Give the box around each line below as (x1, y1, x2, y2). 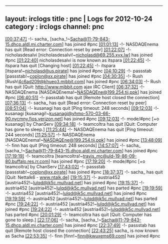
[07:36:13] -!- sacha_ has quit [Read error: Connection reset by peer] (5, 100, 147, 106)
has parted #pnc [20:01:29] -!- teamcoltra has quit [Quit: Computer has (5, 211, 152, 217)
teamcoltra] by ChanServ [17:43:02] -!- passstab (5, 163, 105, 169)
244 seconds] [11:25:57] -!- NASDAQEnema (5, 131, 95, 138)
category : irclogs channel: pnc (5, 23, 104, 31)
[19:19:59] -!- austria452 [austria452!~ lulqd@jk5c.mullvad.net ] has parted (5, 195, 157, 201)
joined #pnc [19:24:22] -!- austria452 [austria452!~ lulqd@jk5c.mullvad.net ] (5, 206, 161, 212)
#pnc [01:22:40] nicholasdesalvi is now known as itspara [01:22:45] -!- (5, 57, 151, 63)
